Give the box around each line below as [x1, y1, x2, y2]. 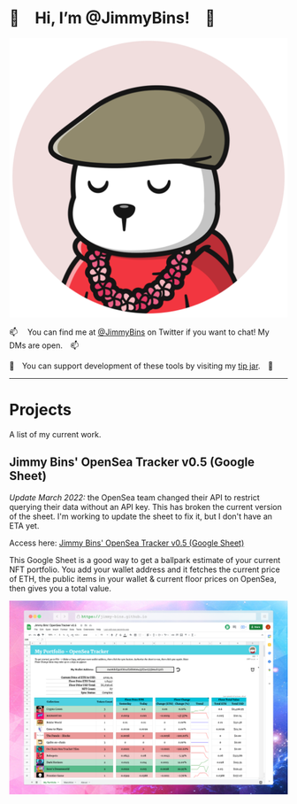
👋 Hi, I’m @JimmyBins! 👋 [9, 8, 216, 28]
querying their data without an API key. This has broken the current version [9, 501, 283, 512]
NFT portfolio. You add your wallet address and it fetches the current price [9, 564, 280, 575]
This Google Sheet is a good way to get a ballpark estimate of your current [9, 554, 281, 565]
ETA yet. [9, 520, 40, 530]
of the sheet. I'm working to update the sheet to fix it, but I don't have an [9, 511, 272, 522]
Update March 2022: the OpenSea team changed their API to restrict [9, 491, 260, 503]
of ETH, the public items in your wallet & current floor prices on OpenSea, [9, 573, 277, 584]
